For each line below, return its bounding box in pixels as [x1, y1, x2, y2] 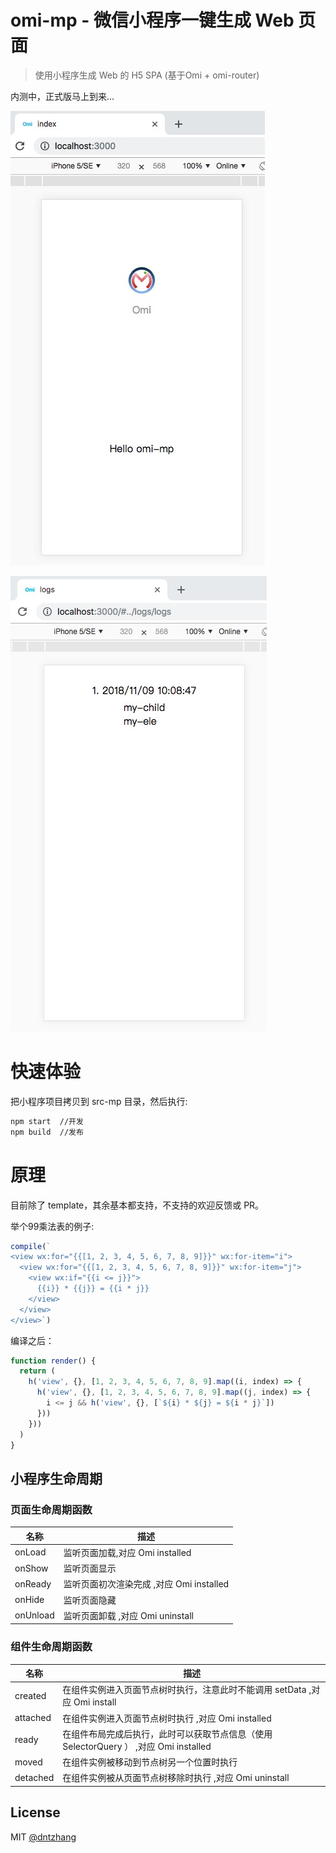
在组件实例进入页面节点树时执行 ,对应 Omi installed [62, 1712, 272, 1724]
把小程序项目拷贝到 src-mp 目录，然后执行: [10, 1095, 188, 1107]
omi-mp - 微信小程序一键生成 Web [10, 9, 295, 32]
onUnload [14, 1609, 55, 1621]
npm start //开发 [10, 1116, 84, 1126]
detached [14, 1771, 55, 1783]
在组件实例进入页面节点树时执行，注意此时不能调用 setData [62, 1684, 307, 1696]
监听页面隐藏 [63, 1594, 117, 1606]
